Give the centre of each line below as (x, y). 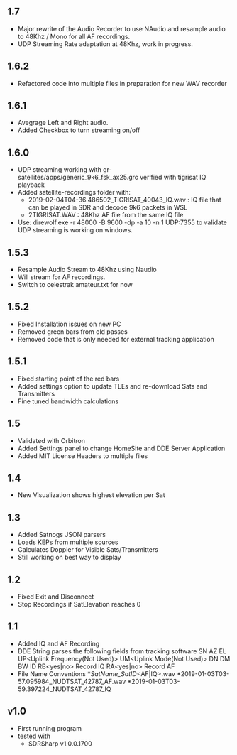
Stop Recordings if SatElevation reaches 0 (79, 604)
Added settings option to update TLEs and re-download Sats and (112, 386)
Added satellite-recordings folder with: (74, 192)
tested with (34, 736)
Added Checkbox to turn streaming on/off (79, 130)
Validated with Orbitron (51, 440)
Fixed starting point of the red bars (68, 379)
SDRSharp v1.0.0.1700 (60, 743)
